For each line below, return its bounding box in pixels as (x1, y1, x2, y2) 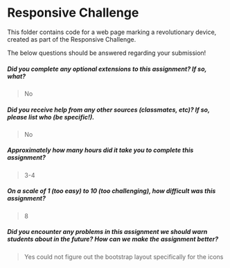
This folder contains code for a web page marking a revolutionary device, (7, 28, 217, 36)
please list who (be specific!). (7, 112, 95, 121)
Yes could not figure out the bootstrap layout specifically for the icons (24, 252, 224, 261)
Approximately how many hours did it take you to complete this (7, 146, 194, 154)
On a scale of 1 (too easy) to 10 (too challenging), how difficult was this (7, 187, 216, 195)
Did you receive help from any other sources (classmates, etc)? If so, (7, 106, 210, 114)
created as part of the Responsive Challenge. (7, 35, 136, 43)
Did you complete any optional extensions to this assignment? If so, (7, 65, 207, 73)
